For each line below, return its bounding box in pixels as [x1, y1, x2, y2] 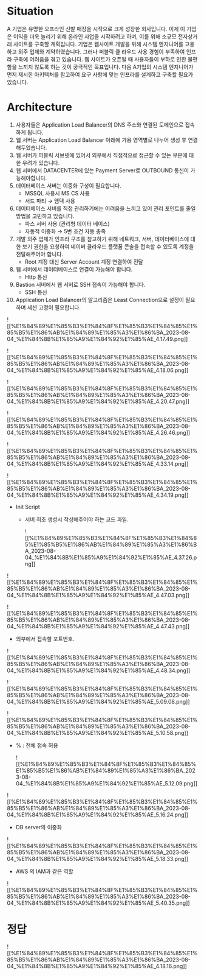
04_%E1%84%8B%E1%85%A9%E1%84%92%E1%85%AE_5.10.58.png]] [7, 729, 189, 736]
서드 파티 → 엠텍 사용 [24, 197, 75, 205]
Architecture [7, 100, 72, 114]
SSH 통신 [24, 288, 47, 296]
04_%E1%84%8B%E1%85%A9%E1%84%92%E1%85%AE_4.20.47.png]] [7, 398, 190, 405]
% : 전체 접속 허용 [15, 742, 58, 749]
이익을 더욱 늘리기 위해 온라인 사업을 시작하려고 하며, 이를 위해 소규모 [13, 32, 177, 40]
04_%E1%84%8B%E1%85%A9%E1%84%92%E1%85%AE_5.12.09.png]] [15, 779, 198, 787]
